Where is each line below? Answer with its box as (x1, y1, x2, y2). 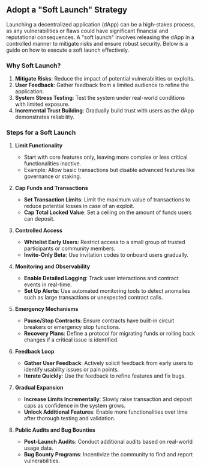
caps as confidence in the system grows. (23, 402, 126, 409)
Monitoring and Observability (14, 263, 91, 270)
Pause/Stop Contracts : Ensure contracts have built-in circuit (23, 317, 175, 324)
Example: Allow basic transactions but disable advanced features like (23, 167, 195, 174)
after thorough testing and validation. (23, 415, 116, 422)
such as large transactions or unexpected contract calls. (23, 294, 163, 301)
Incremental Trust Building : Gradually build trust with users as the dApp (14, 107, 194, 114)
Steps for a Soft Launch (6, 129, 76, 137)
